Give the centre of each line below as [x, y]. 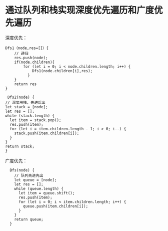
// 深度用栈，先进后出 [25, 102]
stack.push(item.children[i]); [47, 133]
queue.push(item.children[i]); [56, 206]
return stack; [20, 146]
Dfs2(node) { [21, 97]
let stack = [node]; [27, 107]
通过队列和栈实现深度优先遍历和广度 [80, 10]
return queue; [29, 219]
